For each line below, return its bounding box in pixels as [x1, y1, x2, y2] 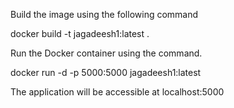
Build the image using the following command [10, 9, 199, 20]
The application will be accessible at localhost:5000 [10, 86, 225, 98]
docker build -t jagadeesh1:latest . [10, 28, 150, 39]
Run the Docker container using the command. [10, 47, 203, 59]
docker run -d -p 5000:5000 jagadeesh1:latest [10, 67, 202, 78]
